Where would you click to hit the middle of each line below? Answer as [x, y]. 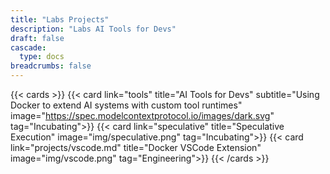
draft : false [37, 38]
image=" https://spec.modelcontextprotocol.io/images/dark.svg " [142, 115]
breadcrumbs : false [51, 66]
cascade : [28, 47]
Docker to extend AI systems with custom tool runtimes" [126, 105]
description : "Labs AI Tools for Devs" [93, 29]
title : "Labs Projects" [60, 19]
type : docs [42, 57]
